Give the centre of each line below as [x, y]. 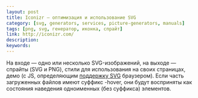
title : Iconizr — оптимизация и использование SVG [71, 18]
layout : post [23, 12]
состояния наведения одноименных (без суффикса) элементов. [89, 88]
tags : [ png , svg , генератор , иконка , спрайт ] [64, 29]
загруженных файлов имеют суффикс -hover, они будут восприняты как [99, 82]
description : [23, 40]
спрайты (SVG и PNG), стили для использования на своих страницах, [96, 69]
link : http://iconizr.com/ [40, 34]
